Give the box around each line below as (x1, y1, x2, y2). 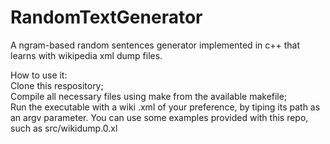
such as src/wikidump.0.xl (10, 122, 118, 134)
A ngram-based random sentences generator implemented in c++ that (10, 39, 300, 51)
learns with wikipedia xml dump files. (10, 49, 163, 61)
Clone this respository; (10, 79, 104, 91)
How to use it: (10, 69, 68, 81)
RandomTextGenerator (10, 6, 203, 29)
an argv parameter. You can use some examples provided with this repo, (10, 111, 309, 123)
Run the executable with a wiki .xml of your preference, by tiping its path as (10, 101, 321, 113)
